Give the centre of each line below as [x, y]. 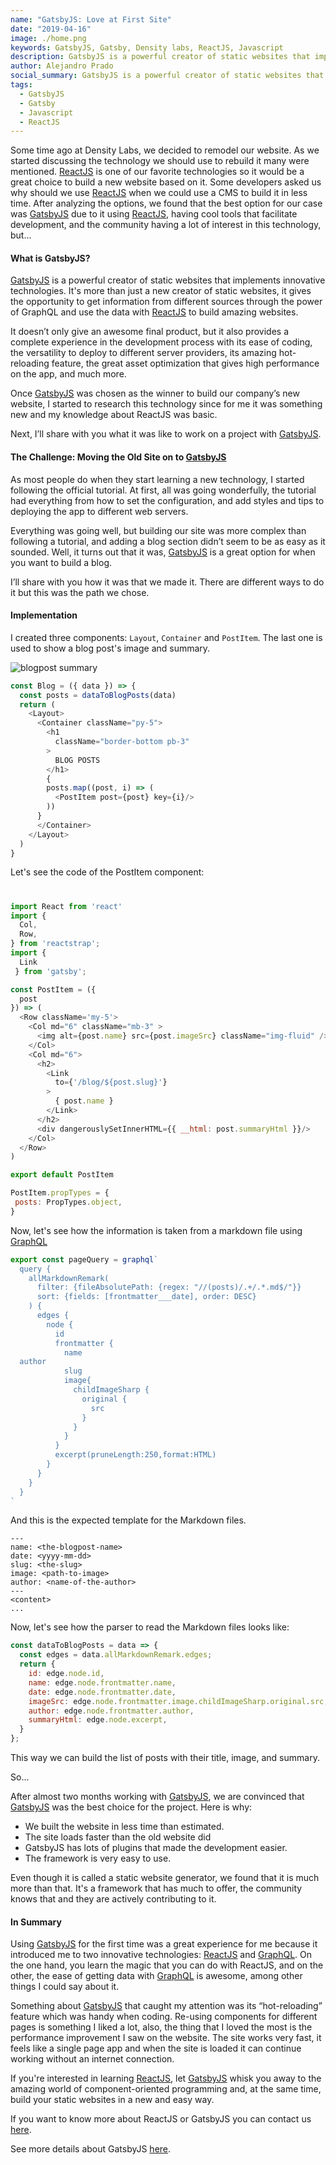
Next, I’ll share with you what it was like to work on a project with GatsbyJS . [166, 434]
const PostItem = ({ [53, 989]
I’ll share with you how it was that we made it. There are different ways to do [167, 582]
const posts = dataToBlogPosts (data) [98, 695]
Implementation [44, 615]
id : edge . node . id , [66, 1674]
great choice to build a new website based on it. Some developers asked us [166, 182]
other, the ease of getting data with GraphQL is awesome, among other [156, 1976]
